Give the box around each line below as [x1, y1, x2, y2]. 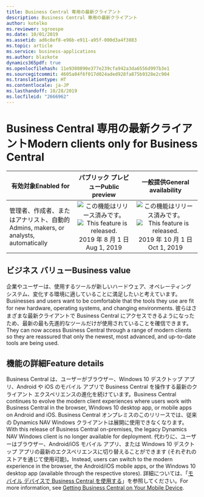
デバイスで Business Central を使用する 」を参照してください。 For [23, 478, 189, 485]
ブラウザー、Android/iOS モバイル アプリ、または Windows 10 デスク [16, 440, 190, 448]
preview [92, 190, 117, 199]
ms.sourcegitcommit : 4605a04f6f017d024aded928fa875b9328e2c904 [6, 71, 170, 77]
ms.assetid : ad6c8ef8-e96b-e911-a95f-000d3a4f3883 [6, 37, 137, 43]
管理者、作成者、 [9, 206, 59, 214]
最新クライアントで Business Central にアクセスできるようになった [27, 312, 195, 319]
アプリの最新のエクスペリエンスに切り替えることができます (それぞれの [18, 448, 197, 456]
